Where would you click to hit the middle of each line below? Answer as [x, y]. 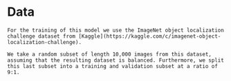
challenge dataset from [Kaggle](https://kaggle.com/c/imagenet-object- [114, 36]
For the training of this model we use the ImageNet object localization [116, 30]
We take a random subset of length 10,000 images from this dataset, [110, 54]
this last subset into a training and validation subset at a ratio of [112, 66]
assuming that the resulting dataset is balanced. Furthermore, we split [116, 60]
